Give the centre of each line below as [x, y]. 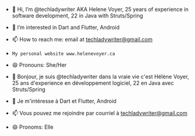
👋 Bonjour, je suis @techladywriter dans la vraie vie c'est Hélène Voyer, [100, 76]
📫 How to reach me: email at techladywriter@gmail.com [82, 39]
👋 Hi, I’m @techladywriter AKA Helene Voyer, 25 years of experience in [100, 9]
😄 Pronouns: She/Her [39, 65]
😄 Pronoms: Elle [33, 127]
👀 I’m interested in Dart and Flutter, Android [66, 27]
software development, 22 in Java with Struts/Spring [78, 16]
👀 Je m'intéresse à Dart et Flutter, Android [64, 101]
